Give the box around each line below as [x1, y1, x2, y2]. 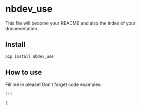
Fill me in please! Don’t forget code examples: [5, 81, 102, 87]
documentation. [5, 25, 39, 31]
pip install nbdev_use [5, 54, 54, 59]
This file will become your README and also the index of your [5, 20, 136, 26]
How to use [5, 68, 42, 77]
